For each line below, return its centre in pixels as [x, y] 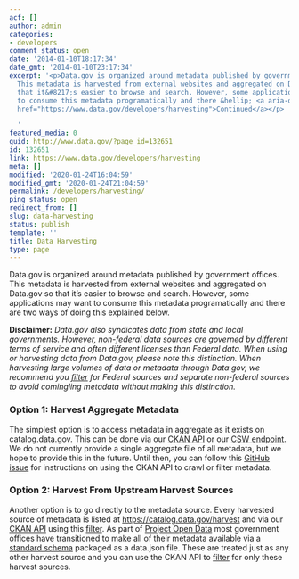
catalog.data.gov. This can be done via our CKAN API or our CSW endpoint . [148, 439]
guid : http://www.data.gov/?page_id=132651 [91, 142]
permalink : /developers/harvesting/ [77, 191]
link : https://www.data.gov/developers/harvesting [105, 158]
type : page [29, 249]
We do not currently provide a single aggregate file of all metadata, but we [145, 448]
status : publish [39, 224]
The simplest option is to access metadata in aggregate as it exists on [137, 429]
